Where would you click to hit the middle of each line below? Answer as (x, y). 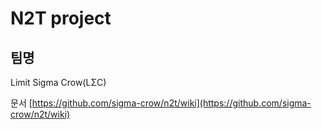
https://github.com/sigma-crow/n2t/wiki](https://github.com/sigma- (171, 103)
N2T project (61, 18)
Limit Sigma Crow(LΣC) (58, 82)
